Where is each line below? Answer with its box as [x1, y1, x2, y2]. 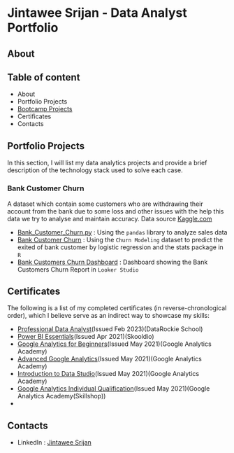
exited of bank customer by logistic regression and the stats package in [17, 243, 224, 251]
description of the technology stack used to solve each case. [7, 166, 183, 174]
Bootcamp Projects [17, 105, 73, 113]
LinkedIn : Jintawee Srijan [17, 438, 92, 447]
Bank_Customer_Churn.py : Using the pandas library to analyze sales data [17, 228, 228, 236]
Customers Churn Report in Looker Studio [17, 265, 139, 274]
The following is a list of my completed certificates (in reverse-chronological [7, 304, 227, 312]
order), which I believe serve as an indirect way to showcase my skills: [7, 312, 210, 320]
